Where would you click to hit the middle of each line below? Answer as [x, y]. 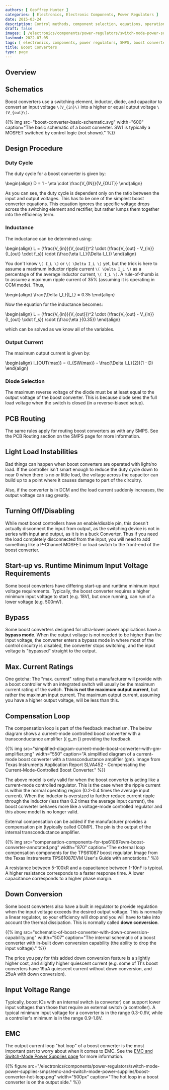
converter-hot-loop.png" [31, 1077]
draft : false [19, 29]
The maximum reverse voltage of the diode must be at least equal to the [80, 392]
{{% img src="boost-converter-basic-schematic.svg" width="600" [74, 122]
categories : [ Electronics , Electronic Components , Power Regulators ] [82, 15]
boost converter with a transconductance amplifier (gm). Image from [90, 759]
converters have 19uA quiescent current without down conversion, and [79, 968]
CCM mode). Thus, [25, 285]
